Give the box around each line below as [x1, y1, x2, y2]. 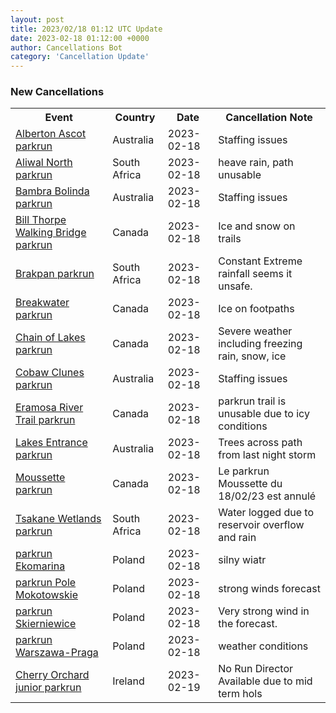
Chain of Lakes [15, 331, 86, 345]
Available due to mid [218, 674, 313, 688]
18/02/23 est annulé [218, 489, 317, 503]
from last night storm [218, 448, 317, 462]
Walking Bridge [15, 226, 87, 240]
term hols [218, 687, 263, 701]
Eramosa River [15, 401, 84, 415]
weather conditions [218, 639, 309, 653]
